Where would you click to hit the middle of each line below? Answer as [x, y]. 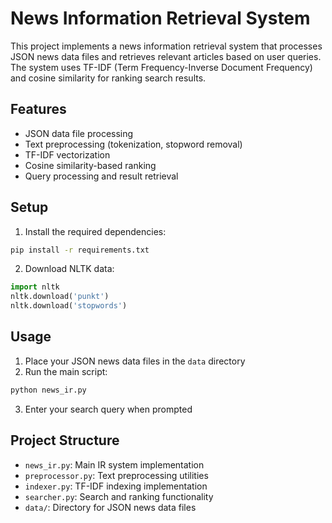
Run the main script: [66, 371]
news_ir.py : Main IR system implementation [114, 464]
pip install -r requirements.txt [80, 250]
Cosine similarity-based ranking [90, 165]
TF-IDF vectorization [67, 154]
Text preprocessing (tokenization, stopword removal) [133, 144]
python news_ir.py [48, 390]
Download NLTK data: [69, 269]
